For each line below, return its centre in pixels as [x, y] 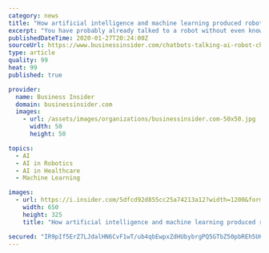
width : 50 [46, 127]
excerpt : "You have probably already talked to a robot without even [127, 30]
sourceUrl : [26, 45]
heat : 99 [23, 68]
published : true [35, 75]
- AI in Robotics [44, 163]
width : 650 [41, 208]
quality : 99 [28, 61]
